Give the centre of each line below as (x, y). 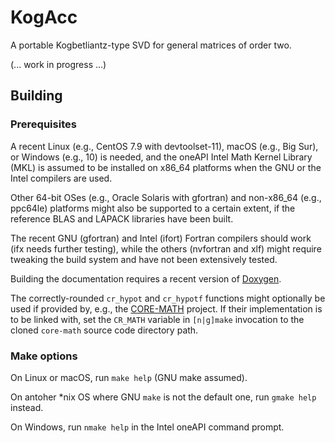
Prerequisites (43, 124)
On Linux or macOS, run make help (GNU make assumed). (129, 377)
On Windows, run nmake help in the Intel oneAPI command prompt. (147, 427)
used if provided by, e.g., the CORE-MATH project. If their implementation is (166, 308)
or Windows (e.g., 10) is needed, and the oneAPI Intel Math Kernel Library (161, 157)
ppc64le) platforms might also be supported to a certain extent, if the (153, 208)
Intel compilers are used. (61, 178)
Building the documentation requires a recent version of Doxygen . (146, 278)
